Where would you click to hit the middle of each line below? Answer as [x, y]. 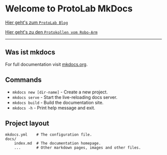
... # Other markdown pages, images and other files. [78, 148]
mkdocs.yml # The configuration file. [49, 135]
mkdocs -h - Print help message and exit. [54, 108]
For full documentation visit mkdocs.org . [46, 64]
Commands [24, 80]
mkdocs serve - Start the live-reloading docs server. [65, 97]
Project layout [27, 123]
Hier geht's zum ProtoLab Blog [37, 22]
